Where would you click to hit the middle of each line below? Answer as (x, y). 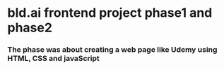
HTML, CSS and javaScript (54, 59)
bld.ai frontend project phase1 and (110, 13)
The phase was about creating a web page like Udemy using (112, 50)
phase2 (30, 28)
